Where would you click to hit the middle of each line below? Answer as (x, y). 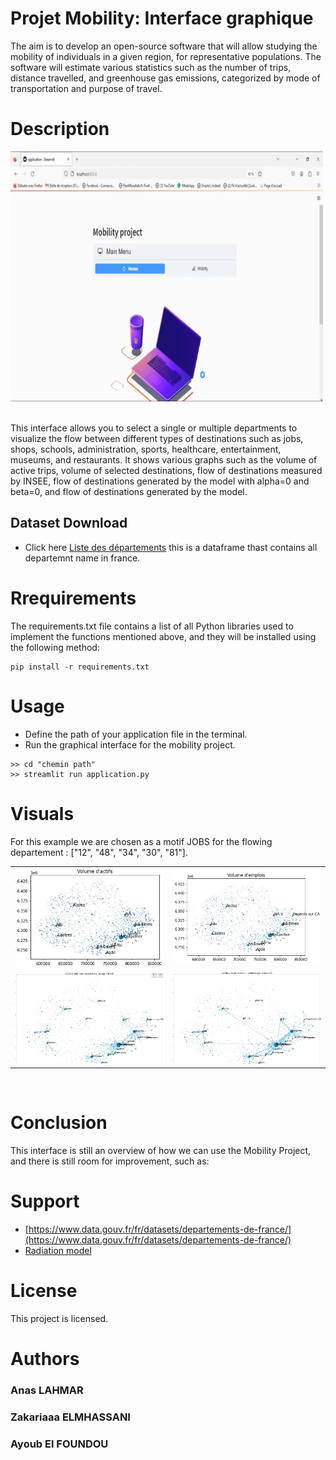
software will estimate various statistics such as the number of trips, (151, 67)
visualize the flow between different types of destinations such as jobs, (157, 438)
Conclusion (59, 1123)
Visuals (42, 813)
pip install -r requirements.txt (80, 667)
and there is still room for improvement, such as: (110, 1161)
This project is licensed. (59, 1319)
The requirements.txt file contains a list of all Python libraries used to (152, 626)
